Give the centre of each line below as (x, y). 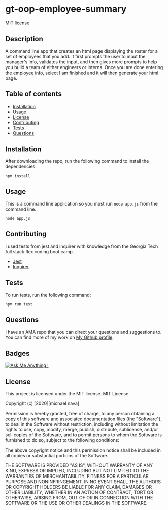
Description (24, 39)
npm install (18, 176)
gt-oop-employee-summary (66, 9)
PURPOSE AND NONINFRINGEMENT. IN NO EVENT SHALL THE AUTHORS (83, 482)
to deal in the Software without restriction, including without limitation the (82, 424)
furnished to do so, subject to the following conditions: (62, 440)
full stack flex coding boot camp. (40, 251)
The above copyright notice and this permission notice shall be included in (83, 450)
